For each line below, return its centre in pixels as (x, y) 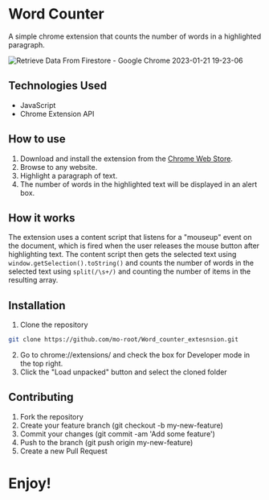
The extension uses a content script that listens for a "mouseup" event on (130, 238)
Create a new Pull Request (64, 451)
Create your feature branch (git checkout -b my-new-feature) (121, 425)
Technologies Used (57, 86)
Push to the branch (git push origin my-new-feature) (106, 442)
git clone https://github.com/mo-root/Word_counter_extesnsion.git (124, 340)
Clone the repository (54, 325)
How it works (42, 218)
